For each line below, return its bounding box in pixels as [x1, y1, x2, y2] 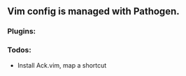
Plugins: [7, 26, 36, 36]
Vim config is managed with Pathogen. [7, 6, 180, 17]
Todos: [7, 45, 31, 55]
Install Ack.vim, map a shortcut [17, 61, 107, 69]
